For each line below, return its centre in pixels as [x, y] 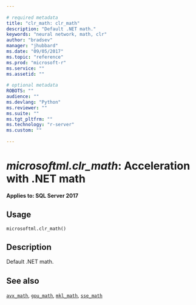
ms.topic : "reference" [35, 57]
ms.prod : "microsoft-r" [36, 62]
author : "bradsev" [29, 40]
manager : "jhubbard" [32, 46]
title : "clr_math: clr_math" [43, 23]
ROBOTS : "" [20, 91]
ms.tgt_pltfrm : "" [29, 119]
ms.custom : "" [24, 130]
